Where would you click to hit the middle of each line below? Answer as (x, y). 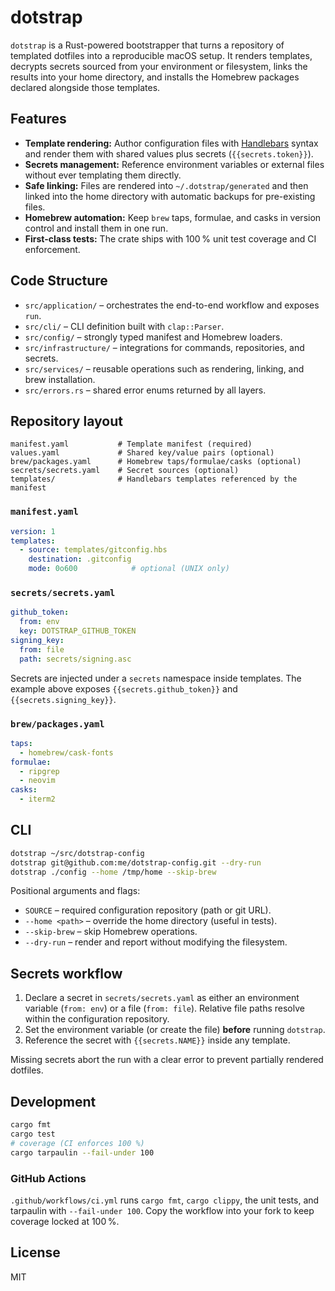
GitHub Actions (48, 1178)
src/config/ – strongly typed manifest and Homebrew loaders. (153, 337)
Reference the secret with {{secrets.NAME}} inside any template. (157, 1040)
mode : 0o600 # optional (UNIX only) (129, 569)
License (35, 1252)
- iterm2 (37, 799)
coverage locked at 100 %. (65, 1221)
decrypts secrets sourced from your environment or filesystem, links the (159, 66)
